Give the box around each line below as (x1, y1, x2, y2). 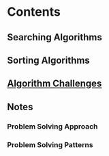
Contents (7, 4, 61, 20)
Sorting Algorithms (7, 54, 90, 66)
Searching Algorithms (7, 31, 102, 43)
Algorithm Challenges (7, 78, 102, 90)
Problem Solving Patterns (7, 140, 93, 149)
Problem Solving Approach (7, 121, 98, 131)
